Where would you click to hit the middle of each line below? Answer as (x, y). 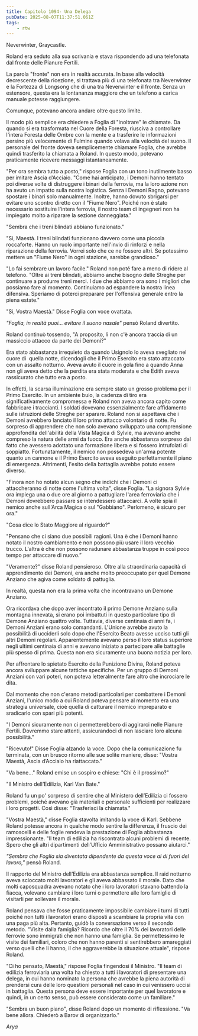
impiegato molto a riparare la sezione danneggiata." (69, 215)
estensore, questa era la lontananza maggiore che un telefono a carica (92, 93)
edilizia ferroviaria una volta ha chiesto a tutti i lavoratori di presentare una (96, 972)
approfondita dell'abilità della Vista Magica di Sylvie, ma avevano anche (93, 433)
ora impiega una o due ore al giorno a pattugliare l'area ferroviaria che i (93, 495)
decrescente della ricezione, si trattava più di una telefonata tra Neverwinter (98, 80)
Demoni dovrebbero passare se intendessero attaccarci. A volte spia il (92, 501)
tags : (13, 22)
